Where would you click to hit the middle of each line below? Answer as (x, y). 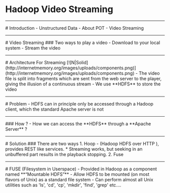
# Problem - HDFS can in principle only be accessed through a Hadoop (79, 104)
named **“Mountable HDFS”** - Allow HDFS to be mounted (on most (77, 174)
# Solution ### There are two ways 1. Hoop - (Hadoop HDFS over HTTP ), (82, 143)
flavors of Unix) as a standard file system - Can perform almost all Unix (79, 179)
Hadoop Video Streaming (59, 9)
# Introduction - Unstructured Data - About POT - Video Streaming (75, 28)
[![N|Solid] (77, 62)
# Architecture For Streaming (35, 62)
